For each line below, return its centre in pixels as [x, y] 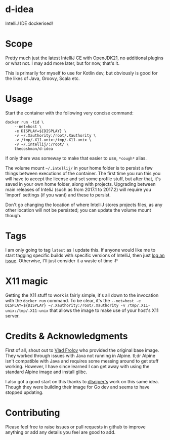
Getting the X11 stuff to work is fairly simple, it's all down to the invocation [82, 295]
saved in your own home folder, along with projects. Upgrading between [80, 184]
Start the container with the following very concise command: [70, 113]
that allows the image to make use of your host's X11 [104, 310]
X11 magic [27, 281]
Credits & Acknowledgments [67, 336]
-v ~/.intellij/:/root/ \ [42, 144]
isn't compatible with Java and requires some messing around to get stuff [82, 361]
